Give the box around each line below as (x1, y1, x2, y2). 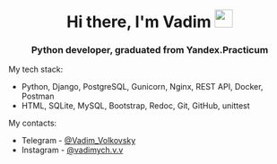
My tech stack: (8, 64, 64, 75)
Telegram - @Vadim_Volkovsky (21, 135, 136, 146)
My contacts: (8, 117, 57, 129)
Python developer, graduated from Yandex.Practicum (30, 44, 269, 56)
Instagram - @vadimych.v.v (21, 144, 124, 156)
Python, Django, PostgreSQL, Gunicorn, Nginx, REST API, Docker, (21, 82, 264, 92)
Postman (21, 91, 55, 102)
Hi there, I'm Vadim (65, 12, 212, 32)
